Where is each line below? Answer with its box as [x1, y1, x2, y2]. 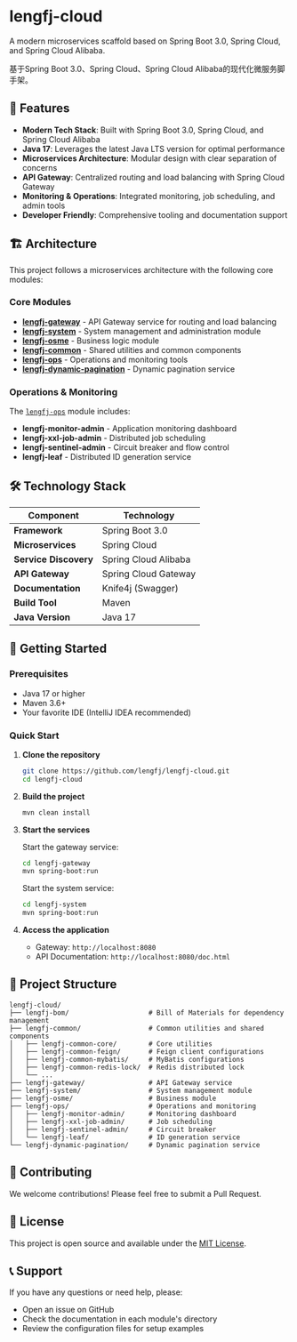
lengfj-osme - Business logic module [21, 335, 160, 346]
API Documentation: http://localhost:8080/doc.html [35, 952, 231, 962]
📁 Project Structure [9, 976, 117, 992]
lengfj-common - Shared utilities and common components [21, 344, 242, 355]
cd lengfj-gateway [21, 858, 91, 868]
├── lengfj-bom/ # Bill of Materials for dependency [9, 1008, 285, 1017]
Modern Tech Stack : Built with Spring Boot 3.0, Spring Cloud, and [21, 125, 264, 135]
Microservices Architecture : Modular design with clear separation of [21, 153, 277, 164]
